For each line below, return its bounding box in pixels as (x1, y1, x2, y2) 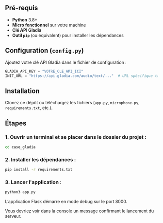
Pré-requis (5, 4, 38, 12)
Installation (5, 87, 40, 95)
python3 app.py (5, 190, 36, 195)
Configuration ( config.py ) (5, 46, 84, 55)
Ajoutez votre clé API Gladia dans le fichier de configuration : (5, 59, 127, 65)
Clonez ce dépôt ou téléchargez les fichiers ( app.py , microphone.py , (5, 100, 140, 106)
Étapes (5, 119, 27, 127)
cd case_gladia (5, 145, 36, 149)
